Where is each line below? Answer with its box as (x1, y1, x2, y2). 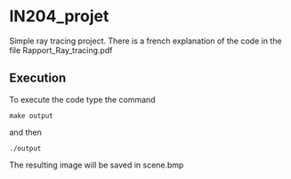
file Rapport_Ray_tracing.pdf (9, 44, 113, 55)
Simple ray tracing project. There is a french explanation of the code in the (9, 35, 282, 46)
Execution (9, 71, 67, 86)
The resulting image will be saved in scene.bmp (9, 160, 184, 170)
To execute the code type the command (9, 94, 156, 105)
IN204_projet (9, 6, 109, 27)
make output (9, 111, 53, 121)
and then (9, 127, 42, 137)
